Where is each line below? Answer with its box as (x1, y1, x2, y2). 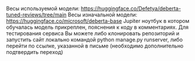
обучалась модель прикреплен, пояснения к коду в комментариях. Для (6, 23, 189, 30)
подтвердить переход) (6, 49, 63, 55)
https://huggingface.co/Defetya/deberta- (80, 5, 181, 12)
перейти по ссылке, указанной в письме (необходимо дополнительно (6, 42, 184, 49)
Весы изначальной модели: (67, 11, 138, 18)
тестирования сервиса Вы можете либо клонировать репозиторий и (6, 30, 180, 37)
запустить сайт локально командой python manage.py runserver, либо (6, 36, 183, 43)
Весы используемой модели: (6, 5, 80, 12)
